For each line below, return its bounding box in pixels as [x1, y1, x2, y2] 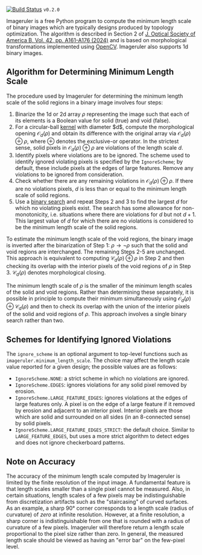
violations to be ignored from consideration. [14, 171, 124, 178]
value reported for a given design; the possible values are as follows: [6, 363, 177, 370]
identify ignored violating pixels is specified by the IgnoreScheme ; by [14, 158, 183, 165]
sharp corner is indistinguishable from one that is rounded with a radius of [6, 518, 191, 525]
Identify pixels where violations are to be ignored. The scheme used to [14, 151, 191, 159]
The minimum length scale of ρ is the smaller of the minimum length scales [6, 282, 193, 289]
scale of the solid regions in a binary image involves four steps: [6, 98, 163, 106]
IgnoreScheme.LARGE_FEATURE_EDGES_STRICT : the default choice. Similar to [14, 426, 195, 434]
